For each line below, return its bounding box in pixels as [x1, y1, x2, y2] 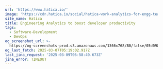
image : [5, 12, 18, 17]
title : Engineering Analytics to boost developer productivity [5, 20, 136, 26]
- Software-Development [9, 30, 57, 34]
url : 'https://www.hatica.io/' [5, 7, 68, 12]
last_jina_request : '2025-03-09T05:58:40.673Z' [5, 52, 103, 57]
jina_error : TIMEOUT [5, 57, 47, 62]
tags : [5, 25, 16, 30]
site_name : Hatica [5, 16, 42, 21]
